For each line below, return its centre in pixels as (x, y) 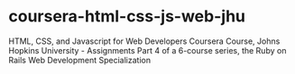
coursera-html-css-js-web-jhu (127, 16)
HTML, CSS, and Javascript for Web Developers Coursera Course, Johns (144, 41)
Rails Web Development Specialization (79, 60)
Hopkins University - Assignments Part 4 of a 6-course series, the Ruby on (147, 50)
